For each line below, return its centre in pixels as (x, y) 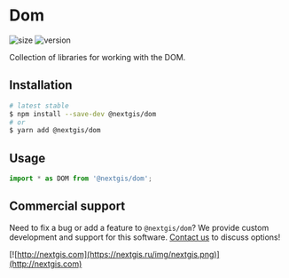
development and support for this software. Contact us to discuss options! (145, 237)
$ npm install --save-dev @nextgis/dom (83, 114)
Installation (41, 85)
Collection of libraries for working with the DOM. (98, 57)
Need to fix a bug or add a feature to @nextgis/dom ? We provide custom (139, 227)
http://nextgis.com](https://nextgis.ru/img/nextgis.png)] (118, 254)
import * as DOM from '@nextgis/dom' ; (81, 179)
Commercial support (67, 207)
